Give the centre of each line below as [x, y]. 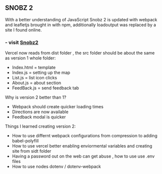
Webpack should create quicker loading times [58, 107]
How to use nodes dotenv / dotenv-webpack [57, 167]
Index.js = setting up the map [41, 72]
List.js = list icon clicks [34, 78]
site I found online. [23, 30]
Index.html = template [34, 68]
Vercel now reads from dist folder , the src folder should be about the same [80, 53]
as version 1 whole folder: [30, 58]
